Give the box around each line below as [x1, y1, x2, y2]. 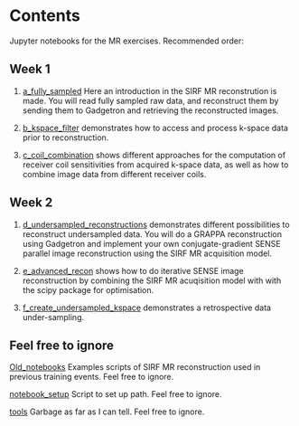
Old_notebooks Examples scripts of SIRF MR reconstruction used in [9, 362, 261, 373]
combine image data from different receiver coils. [22, 168, 207, 179]
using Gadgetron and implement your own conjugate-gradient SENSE [22, 238, 282, 249]
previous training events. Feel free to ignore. [9, 372, 174, 383]
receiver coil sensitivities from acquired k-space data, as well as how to [22, 159, 289, 170]
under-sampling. [22, 311, 84, 322]
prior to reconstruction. [22, 132, 109, 143]
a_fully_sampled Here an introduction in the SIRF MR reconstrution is [22, 85, 277, 96]
